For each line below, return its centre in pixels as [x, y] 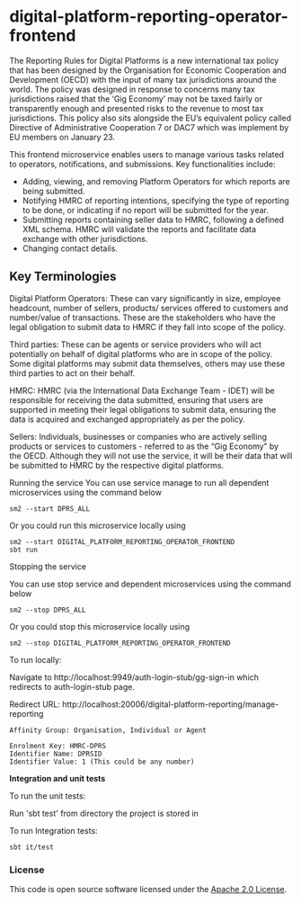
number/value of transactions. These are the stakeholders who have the [143, 317]
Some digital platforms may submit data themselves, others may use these [147, 363]
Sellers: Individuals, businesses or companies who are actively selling [138, 436]
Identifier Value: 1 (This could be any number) [102, 762]
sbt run [24, 550]
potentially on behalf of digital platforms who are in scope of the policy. [141, 353]
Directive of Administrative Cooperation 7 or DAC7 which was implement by [149, 127]
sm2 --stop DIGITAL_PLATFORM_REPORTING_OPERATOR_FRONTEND [120, 643]
